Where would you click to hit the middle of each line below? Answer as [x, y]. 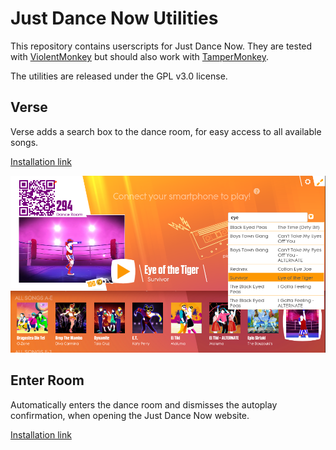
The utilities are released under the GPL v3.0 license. [119, 76]
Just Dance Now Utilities [114, 18]
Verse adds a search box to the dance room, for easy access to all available [166, 131]
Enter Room [47, 380]
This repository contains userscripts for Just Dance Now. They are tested [161, 46]
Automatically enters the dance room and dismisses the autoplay [144, 404]
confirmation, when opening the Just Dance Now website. [130, 415]
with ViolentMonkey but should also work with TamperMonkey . [140, 56]
